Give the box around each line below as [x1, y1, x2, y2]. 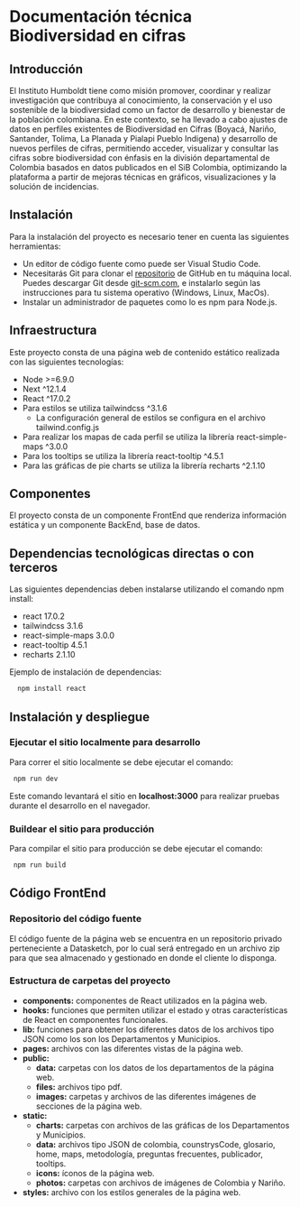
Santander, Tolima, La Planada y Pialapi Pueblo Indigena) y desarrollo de [9, 134, 277, 143]
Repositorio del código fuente [9, 913, 142, 926]
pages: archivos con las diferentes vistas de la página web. [22, 1043, 243, 1054]
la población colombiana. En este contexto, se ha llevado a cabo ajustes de [9, 115, 288, 124]
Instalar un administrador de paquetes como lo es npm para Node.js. [22, 296, 277, 308]
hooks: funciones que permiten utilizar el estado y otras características [22, 1004, 288, 1016]
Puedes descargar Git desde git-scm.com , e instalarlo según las [22, 277, 261, 288]
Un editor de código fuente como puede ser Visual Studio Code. [22, 258, 261, 269]
